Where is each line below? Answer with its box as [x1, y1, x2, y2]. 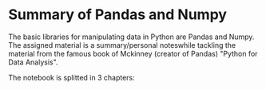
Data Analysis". [8, 57, 58, 67]
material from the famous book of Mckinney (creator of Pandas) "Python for [8, 49, 258, 58]
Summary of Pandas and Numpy [8, 6, 228, 24]
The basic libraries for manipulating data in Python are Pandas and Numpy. [8, 32, 255, 41]
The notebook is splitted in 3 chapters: [8, 72, 136, 82]
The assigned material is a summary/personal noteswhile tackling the [8, 40, 236, 49]
